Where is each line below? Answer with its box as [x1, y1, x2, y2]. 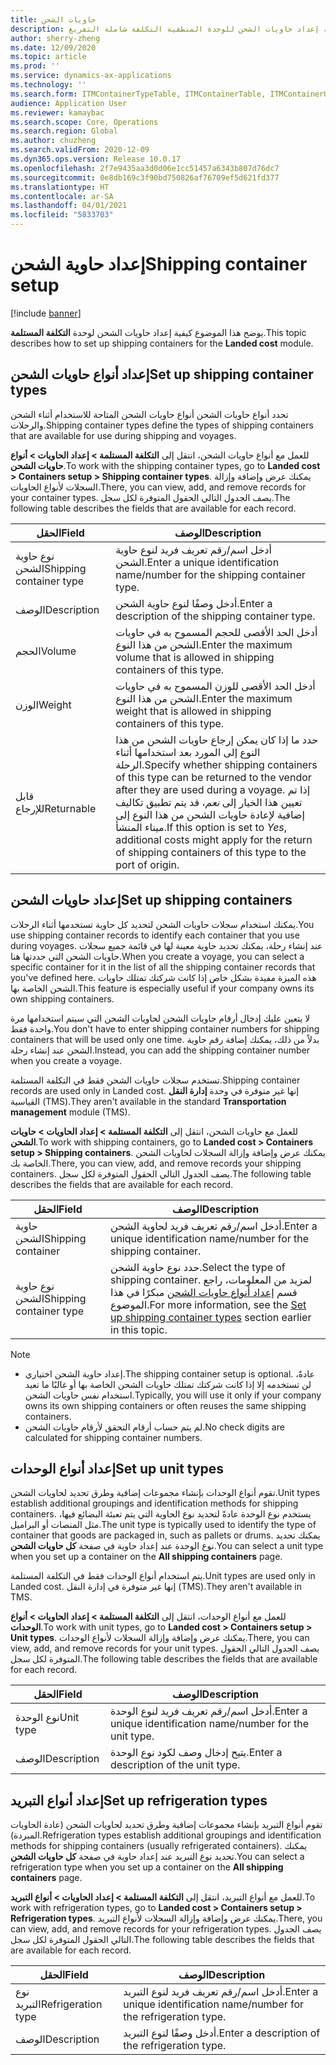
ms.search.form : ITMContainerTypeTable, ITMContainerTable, [10, 89, 267, 99]
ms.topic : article [10, 52, 87, 62]
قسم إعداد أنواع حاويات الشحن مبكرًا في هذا [110, 1285, 298, 1299]
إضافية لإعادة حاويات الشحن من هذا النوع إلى [115, 807, 305, 821]
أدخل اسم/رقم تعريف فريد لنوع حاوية [115, 542, 272, 556]
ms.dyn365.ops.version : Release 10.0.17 [10, 154, 182, 164]
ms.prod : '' [10, 61, 60, 71]
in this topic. [110, 1322, 168, 1336]
